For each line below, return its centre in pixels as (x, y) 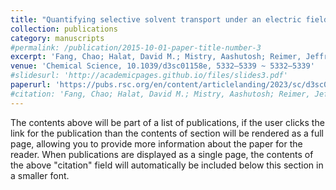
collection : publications (64, 29)
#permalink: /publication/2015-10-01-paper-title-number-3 (136, 47)
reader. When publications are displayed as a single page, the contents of (162, 154)
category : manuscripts (57, 38)
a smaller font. (40, 175)
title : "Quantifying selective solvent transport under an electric (156, 19)
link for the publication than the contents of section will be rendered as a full (167, 133)
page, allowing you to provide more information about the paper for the (156, 143)
